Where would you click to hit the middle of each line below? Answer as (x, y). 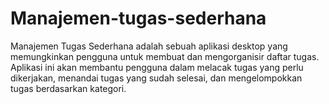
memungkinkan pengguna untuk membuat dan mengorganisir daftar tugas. (165, 56)
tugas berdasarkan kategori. (68, 88)
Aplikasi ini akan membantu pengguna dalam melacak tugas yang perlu (157, 67)
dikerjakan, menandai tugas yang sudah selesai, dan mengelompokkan (156, 78)
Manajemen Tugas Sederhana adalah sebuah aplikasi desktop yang (149, 46)
